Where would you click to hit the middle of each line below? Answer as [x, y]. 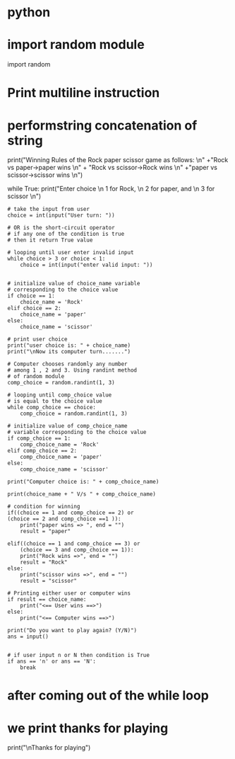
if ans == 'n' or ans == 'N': [52, 662]
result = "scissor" [49, 581]
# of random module [36, 377]
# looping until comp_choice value [60, 395]
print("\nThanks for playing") [49, 748]
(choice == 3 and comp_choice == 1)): [77, 550]
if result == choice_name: [47, 600]
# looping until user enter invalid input [71, 253]
